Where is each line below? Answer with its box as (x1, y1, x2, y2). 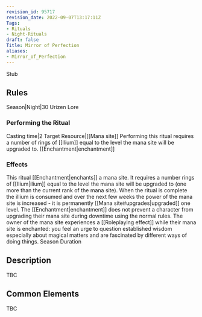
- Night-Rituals (6, 31, 47, 37)
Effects (6, 160, 28, 169)
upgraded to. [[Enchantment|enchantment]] (6, 145, 115, 152)
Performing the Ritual (6, 119, 71, 127)
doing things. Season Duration (6, 238, 81, 245)
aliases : (6, 48, 28, 54)
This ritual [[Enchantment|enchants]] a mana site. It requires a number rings (6, 174, 195, 181)
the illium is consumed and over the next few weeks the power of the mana (6, 193, 193, 201)
